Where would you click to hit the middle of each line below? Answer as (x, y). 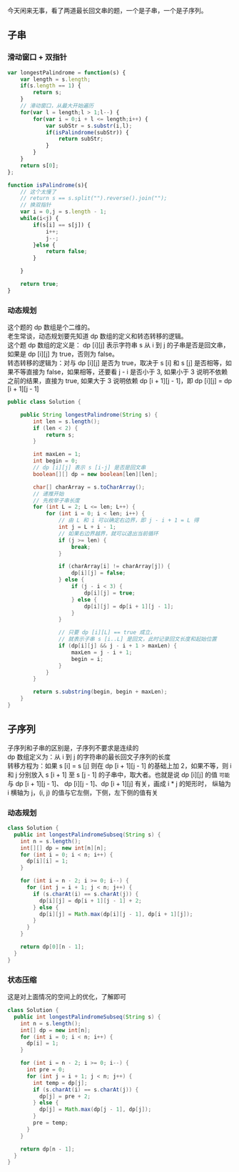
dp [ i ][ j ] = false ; (98, 573)
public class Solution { (44, 402)
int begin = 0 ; (56, 461)
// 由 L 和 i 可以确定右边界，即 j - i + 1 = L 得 (129, 520)
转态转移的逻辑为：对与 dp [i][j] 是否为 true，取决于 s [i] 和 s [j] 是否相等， (117, 363)
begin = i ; (87, 659)
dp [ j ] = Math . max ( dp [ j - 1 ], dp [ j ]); (95, 1110)
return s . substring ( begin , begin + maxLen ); (100, 692)
